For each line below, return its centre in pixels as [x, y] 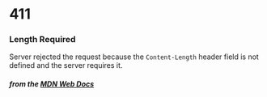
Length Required [42, 40]
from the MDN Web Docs [52, 84]
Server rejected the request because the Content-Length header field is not [134, 57]
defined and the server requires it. [66, 65]
